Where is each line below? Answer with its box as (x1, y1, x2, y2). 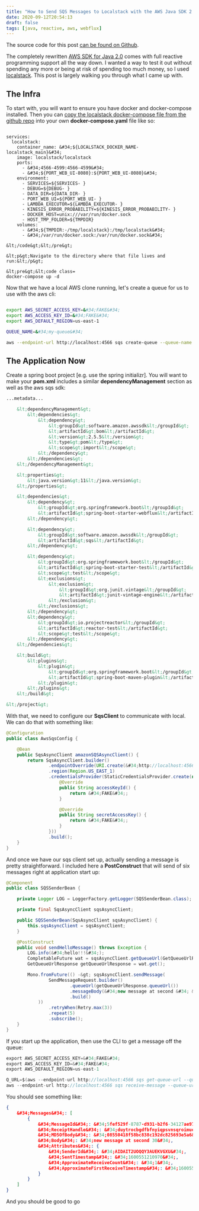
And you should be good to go (6, 1198, 81, 1205)
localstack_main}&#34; (6, 149, 62, 156)
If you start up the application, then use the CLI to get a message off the (6, 1037, 182, 1045)
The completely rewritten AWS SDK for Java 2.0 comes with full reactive (6, 53, 183, 60)
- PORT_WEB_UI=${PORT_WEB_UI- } (21, 196, 102, 202)
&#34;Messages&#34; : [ (17, 1110, 73, 1116)
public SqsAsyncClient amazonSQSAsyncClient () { (17, 751, 139, 758)
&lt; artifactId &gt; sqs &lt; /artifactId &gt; (37, 537, 145, 544)
